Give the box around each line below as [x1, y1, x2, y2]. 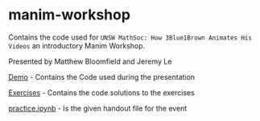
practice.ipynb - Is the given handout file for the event [8, 103, 188, 113]
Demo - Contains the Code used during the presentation [8, 72, 196, 81]
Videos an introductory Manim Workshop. [8, 40, 146, 50]
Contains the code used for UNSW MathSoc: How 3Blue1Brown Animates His [8, 32, 252, 42]
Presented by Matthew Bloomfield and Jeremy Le [8, 56, 172, 66]
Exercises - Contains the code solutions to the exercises [8, 87, 195, 98]
